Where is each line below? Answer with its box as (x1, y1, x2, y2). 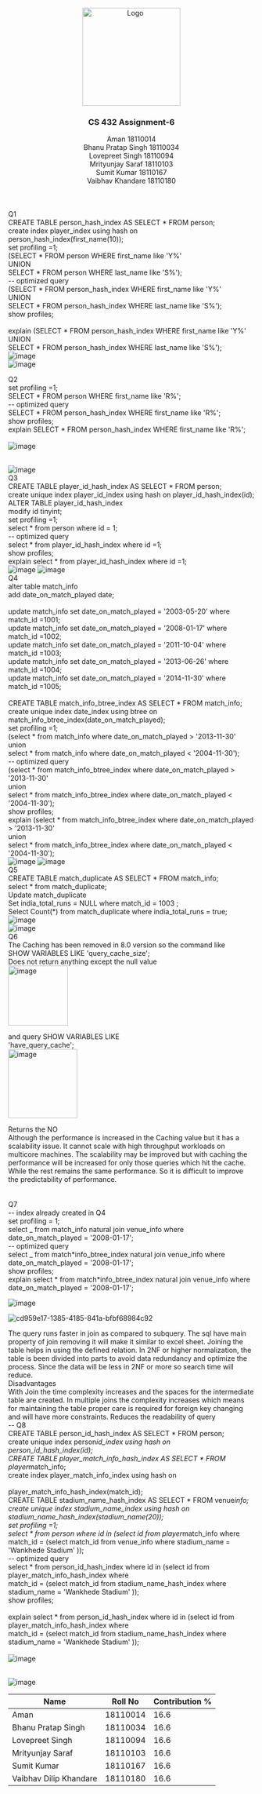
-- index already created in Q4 (8, 1208, 106, 1218)
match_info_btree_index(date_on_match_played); (8, 715, 166, 724)
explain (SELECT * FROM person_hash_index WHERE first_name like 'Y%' (8, 326, 246, 336)
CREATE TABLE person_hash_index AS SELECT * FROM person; (8, 218, 216, 228)
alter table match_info (8, 582, 78, 591)
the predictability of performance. (8, 1175, 117, 1184)
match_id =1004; (8, 665, 63, 675)
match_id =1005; (8, 682, 62, 691)
